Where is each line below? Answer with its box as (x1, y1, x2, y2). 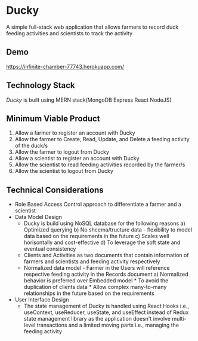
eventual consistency (23, 245, 76, 252)
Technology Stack (6, 80, 75, 90)
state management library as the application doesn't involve (23, 315, 171, 322)
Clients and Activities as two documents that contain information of (23, 252, 189, 259)
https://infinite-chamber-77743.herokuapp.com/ (6, 63, 124, 70)
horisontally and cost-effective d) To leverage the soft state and (23, 239, 181, 246)
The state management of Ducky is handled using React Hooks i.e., (23, 303, 190, 310)
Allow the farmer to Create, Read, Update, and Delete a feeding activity (14, 136, 190, 143)
